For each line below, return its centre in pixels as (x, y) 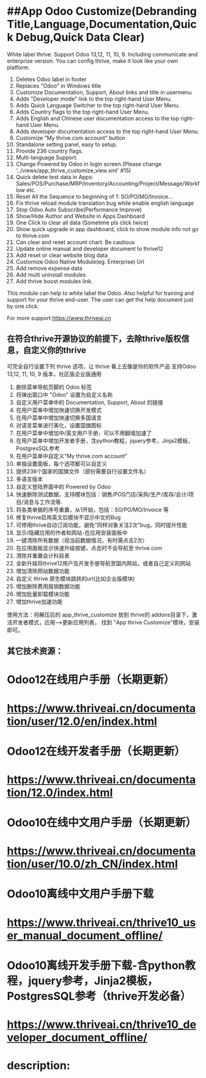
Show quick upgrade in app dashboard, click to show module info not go (107, 229)
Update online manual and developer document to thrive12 (90, 248)
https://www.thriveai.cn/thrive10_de (102, 1025)
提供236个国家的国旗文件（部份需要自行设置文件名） (82, 471)
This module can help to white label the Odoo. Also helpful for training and (101, 293)
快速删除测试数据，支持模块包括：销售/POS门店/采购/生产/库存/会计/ (102, 494)
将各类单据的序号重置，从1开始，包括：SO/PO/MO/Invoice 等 (92, 510)
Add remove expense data (49, 268)
